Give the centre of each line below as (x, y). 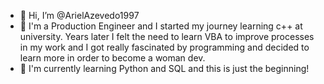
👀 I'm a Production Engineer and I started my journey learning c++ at (161, 26)
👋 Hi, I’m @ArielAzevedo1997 (79, 15)
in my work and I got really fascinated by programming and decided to (164, 47)
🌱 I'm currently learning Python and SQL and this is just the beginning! (164, 68)
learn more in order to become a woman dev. (112, 58)
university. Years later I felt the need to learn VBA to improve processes (167, 36)
